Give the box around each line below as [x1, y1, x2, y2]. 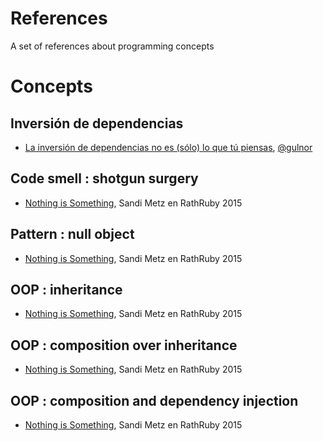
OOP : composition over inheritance [10, 337, 238, 354]
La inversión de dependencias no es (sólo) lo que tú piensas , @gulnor [24, 141, 313, 153]
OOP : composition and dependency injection [10, 392, 299, 409]
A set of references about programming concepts [10, 40, 215, 52]
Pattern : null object [10, 226, 135, 243]
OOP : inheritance [10, 281, 123, 298]
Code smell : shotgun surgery [10, 170, 199, 187]
